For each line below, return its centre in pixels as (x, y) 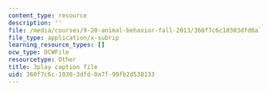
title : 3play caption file (53, 67)
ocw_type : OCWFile (39, 52)
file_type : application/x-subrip (64, 38)
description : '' (35, 23)
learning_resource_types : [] (57, 45)
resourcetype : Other (43, 60)
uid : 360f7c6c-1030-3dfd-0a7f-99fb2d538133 (82, 74)
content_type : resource (48, 15)
